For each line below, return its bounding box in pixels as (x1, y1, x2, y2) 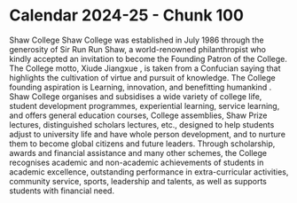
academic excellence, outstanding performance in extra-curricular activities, (9, 166, 289, 177)
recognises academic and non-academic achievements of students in (9, 157, 264, 168)
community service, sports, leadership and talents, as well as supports (9, 176, 268, 186)
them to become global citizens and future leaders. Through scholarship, (9, 138, 276, 149)
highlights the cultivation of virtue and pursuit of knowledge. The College (9, 72, 277, 82)
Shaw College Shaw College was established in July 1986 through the (9, 35, 264, 45)
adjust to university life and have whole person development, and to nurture (9, 129, 286, 139)
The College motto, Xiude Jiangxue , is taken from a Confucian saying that (9, 63, 281, 74)
